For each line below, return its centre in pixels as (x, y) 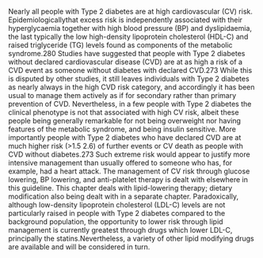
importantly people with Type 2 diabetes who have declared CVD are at (125, 137)
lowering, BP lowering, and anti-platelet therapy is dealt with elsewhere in (128, 180)
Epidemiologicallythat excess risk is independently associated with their (126, 20)
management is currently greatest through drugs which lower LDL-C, (120, 230)
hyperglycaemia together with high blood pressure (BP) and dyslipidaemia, (130, 28)
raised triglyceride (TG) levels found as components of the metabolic (120, 45)
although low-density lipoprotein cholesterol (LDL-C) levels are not (117, 205)
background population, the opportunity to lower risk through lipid (116, 222)
